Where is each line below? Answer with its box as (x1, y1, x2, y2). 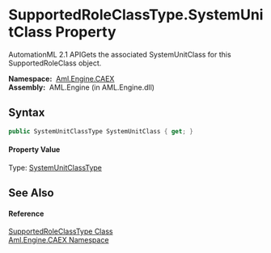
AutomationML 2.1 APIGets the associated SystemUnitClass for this (8, 49, 232, 59)
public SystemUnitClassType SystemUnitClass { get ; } (8, 127, 194, 135)
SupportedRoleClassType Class (8, 226, 113, 236)
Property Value (8, 145, 61, 154)
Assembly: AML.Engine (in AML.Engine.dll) (8, 82, 155, 92)
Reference (8, 209, 44, 218)
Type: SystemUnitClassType (8, 162, 103, 172)
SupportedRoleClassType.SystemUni (8, 6, 264, 24)
